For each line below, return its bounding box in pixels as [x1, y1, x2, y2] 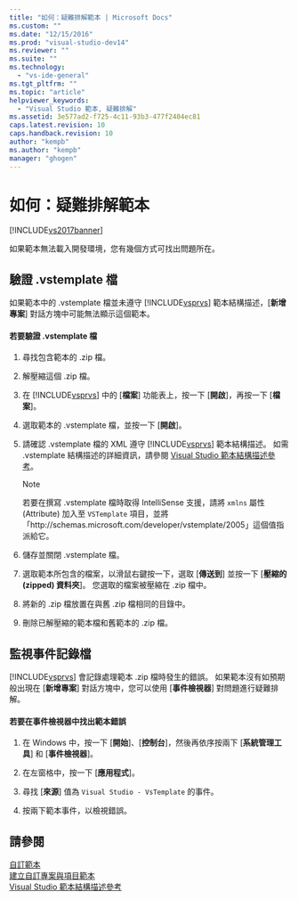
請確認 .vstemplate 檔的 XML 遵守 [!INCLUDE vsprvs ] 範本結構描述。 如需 [21, 438, 289, 450]
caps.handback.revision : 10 [9, 129, 114, 138]
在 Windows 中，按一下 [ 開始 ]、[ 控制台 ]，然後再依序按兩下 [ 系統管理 [21, 737, 275, 749]
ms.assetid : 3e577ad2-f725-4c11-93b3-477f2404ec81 [9, 112, 201, 121]
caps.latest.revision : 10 [9, 121, 105, 130]
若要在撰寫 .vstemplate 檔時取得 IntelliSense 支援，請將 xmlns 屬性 [21, 497, 265, 508]
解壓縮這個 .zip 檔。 [21, 371, 95, 381]
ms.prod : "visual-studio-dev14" [9, 37, 129, 47]
